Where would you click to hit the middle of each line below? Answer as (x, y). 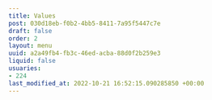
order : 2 (23, 38)
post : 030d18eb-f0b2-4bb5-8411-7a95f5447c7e (85, 23)
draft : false (30, 31)
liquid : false (32, 61)
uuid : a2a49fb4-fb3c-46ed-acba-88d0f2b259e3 (85, 53)
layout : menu (30, 46)
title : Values (32, 16)
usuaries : (25, 69)
